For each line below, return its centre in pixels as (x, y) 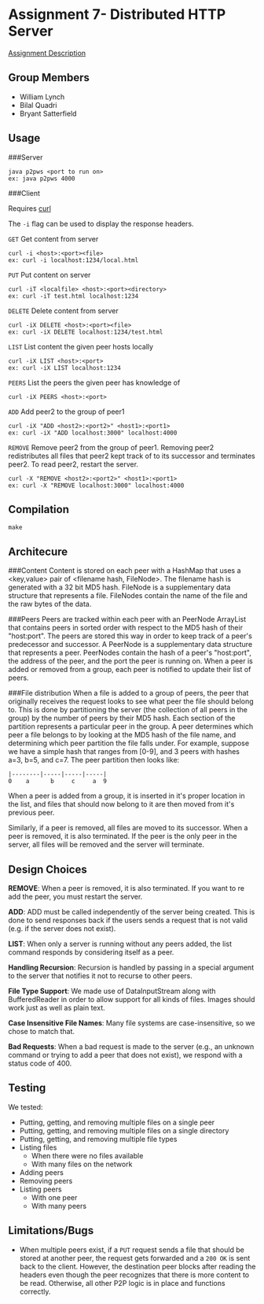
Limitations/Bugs (51, 1230)
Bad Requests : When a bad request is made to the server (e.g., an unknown (131, 1047)
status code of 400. (40, 1063)
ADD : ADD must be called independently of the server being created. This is (132, 912)
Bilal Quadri (38, 105)
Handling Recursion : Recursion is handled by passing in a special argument (131, 967)
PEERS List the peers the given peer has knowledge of (94, 382)
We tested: (26, 1106)
